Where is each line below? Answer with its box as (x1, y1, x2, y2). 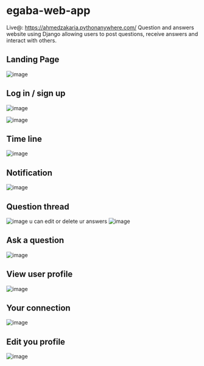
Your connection (6, 303, 71, 314)
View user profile (6, 269, 73, 280)
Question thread (6, 202, 69, 212)
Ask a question (6, 235, 65, 245)
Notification (6, 167, 53, 178)
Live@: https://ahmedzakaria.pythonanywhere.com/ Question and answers (6, 24, 194, 31)
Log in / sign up (6, 88, 66, 99)
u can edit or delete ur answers (29, 217, 108, 225)
